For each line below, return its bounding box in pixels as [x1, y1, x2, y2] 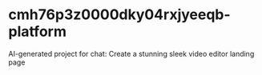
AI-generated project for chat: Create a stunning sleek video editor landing [8, 49, 255, 58]
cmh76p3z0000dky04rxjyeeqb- [8, 6, 231, 24]
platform [8, 22, 67, 41]
